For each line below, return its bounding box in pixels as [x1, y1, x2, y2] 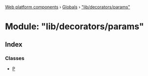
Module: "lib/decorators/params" [5, 21, 145, 32]
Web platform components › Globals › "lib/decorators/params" [5, 4, 130, 10]
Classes [5, 55, 25, 61]
